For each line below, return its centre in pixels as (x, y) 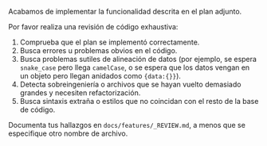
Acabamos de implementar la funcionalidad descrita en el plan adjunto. (125, 12)
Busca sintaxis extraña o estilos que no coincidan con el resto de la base (139, 101)
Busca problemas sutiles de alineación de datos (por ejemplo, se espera (138, 59)
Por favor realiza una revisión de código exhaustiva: (93, 27)
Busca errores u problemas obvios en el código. (98, 50)
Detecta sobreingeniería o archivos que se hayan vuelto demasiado (130, 84)
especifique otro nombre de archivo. (68, 133)
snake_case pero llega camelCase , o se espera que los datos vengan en (135, 67)
